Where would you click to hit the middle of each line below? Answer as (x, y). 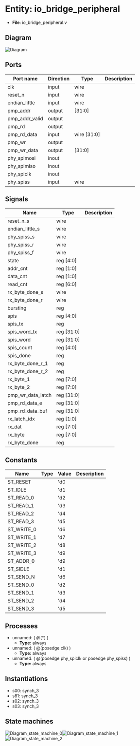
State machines (29, 721)
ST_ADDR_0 (21, 561)
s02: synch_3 (25, 701)
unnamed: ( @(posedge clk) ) (42, 648)
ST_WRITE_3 (22, 553)
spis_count (20, 348)
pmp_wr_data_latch (30, 395)
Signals (17, 199)
